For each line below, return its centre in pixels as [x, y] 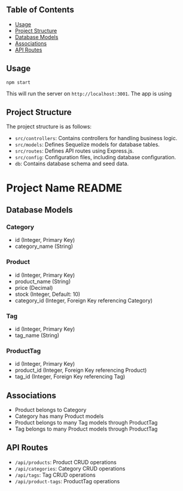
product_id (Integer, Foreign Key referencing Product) [81, 370]
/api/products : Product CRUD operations [65, 462]
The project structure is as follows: [49, 127]
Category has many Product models [59, 416]
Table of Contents [40, 10]
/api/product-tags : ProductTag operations [67, 481]
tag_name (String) [37, 335]
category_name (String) [44, 246]
